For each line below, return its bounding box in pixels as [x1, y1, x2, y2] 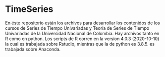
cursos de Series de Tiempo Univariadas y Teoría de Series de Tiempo [5, 25, 150, 31]
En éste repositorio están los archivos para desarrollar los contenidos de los [5, 20, 160, 26]
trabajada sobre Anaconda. [5, 46, 61, 52]
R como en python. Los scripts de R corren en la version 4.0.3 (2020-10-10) [5, 36, 160, 42]
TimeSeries [5, 3, 54, 15]
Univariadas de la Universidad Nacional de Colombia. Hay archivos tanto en [5, 30, 160, 36]
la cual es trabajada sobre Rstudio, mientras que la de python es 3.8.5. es [5, 41, 155, 47]
